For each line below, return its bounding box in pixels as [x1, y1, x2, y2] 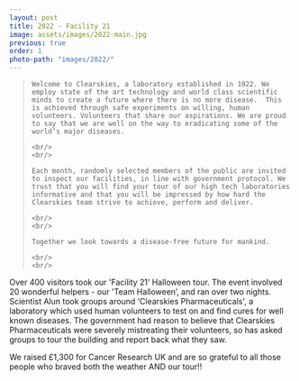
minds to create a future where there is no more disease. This [31, 95, 282, 104]
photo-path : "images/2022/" [9, 55, 115, 64]
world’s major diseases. [31, 127, 125, 136]
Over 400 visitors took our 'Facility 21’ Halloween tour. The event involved [9, 277, 283, 287]
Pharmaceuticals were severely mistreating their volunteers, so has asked [9, 325, 283, 335]
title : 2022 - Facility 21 [9, 22, 111, 31]
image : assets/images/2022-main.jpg [9, 30, 147, 39]
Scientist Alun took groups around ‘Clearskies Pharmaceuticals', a [9, 296, 254, 306]
